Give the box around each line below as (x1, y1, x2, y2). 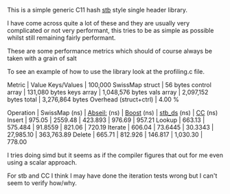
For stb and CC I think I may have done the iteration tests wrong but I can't (7, 171, 218, 180)
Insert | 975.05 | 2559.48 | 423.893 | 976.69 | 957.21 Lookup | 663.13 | (7, 116, 205, 124)
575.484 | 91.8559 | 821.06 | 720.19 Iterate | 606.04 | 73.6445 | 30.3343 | (7, 123, 214, 131)
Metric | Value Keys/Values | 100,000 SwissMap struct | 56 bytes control (7, 81, 211, 88)
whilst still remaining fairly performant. (7, 34, 116, 42)
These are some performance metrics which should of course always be (7, 47, 213, 55)
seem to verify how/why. (7, 179, 77, 187)
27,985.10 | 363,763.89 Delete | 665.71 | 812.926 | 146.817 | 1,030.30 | (7, 130, 203, 138)
